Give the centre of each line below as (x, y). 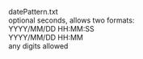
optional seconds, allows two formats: (71, 20)
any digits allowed (38, 46)
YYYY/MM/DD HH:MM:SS (51, 29)
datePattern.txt (33, 12)
